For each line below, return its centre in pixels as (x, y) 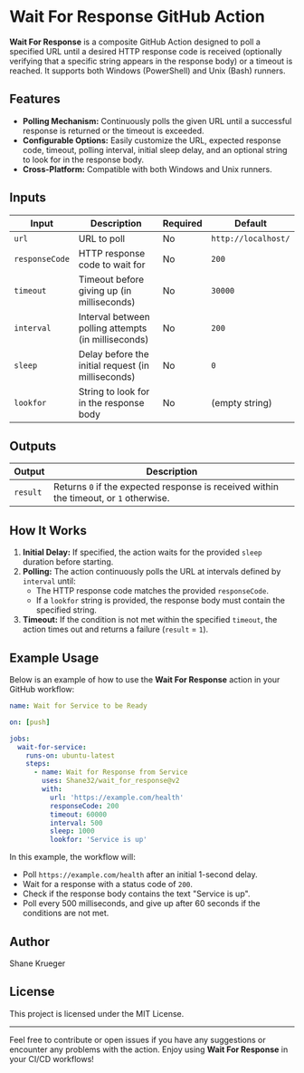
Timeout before (111, 279)
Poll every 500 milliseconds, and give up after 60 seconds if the (141, 904)
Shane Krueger (38, 963)
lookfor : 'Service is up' (98, 840)
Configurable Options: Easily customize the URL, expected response (152, 140)
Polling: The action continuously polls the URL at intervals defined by (152, 572)
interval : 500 (76, 823)
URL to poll (101, 238)
